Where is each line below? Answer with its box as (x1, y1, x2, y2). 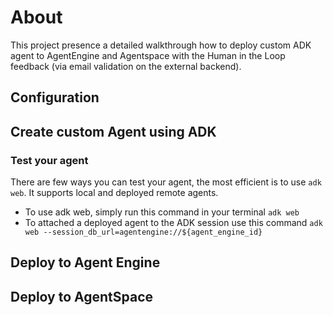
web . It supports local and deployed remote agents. (10, 187, 219, 199)
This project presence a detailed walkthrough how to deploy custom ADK (10, 39, 312, 51)
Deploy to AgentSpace (10, 288, 154, 305)
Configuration (10, 89, 100, 106)
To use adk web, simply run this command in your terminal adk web (24, 206, 300, 218)
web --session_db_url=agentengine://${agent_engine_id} (24, 227, 263, 238)
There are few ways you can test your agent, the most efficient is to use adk (10, 176, 322, 188)
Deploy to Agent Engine (10, 254, 161, 271)
